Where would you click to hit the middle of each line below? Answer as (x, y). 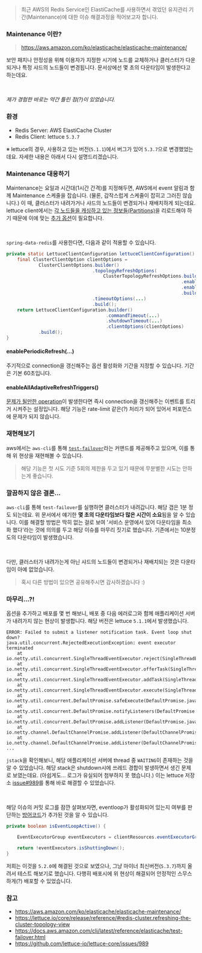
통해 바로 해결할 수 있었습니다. (80, 783)
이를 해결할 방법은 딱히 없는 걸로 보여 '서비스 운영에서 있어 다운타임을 (100, 522)
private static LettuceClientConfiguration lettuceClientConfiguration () (101, 254)
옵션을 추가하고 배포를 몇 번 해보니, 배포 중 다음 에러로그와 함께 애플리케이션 (95, 613)
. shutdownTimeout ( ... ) (134, 321)
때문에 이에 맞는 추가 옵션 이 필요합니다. (58, 218)
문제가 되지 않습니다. (37, 417)
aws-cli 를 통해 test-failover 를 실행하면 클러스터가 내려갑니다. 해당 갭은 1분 (97, 507)
